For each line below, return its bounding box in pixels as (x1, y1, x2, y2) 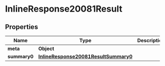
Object (38, 45, 55, 52)
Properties (5, 23, 38, 31)
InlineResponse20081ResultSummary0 (38, 53, 133, 60)
